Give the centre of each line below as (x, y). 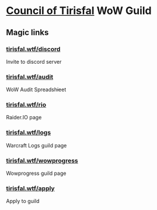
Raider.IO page (24, 118)
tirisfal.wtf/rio (26, 105)
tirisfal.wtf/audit (30, 77)
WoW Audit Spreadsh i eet (36, 89)
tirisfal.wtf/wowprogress (42, 160)
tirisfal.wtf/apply (30, 188)
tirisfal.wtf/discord (33, 49)
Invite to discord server (34, 61)
